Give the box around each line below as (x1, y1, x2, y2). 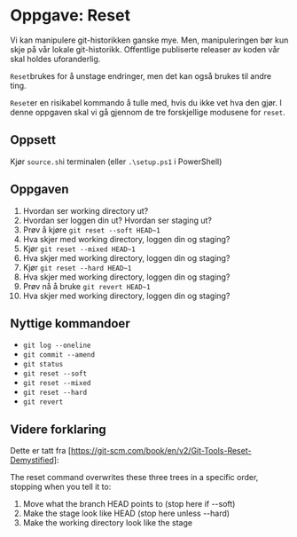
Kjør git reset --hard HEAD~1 (22, 262, 132, 272)
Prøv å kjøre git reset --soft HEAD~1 (22, 224, 160, 235)
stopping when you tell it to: (10, 481, 112, 493)
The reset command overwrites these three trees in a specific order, (10, 472, 259, 483)
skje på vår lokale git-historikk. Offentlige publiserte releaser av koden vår (10, 43, 280, 54)
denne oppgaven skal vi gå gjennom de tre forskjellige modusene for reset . (10, 107, 286, 117)
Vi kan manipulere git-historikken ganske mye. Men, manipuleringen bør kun (10, 35, 289, 45)
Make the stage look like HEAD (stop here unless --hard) (22, 508, 230, 519)
